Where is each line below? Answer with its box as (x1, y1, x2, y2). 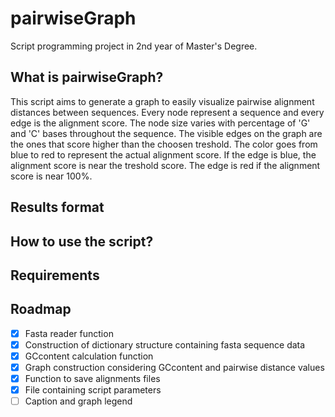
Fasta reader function (24, 327, 114, 339)
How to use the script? (10, 233, 154, 250)
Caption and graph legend (24, 395, 133, 407)
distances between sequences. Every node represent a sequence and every (10, 106, 325, 118)
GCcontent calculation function (24, 350, 154, 362)
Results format (10, 199, 105, 216)
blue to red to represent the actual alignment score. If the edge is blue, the (10, 148, 317, 161)
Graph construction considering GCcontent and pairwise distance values (24, 361, 325, 373)
